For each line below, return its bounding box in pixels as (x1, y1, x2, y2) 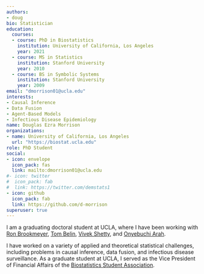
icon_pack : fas (12, 162, 51, 168)
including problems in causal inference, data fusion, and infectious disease (6, 248, 194, 256)
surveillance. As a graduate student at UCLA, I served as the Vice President (6, 255, 196, 262)
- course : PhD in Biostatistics (12, 37, 94, 43)
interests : (6, 94, 34, 100)
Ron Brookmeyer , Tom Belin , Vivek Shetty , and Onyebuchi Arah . (6, 230, 166, 237)
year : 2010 (17, 65, 45, 72)
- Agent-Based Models (6, 111, 62, 117)
